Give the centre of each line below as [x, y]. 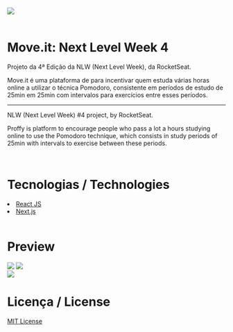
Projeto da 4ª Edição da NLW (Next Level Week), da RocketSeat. [100, 67]
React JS [29, 204]
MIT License [25, 321]
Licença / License [59, 302]
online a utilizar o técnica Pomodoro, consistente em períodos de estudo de [115, 88]
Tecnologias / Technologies [88, 185]
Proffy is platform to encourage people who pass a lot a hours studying [109, 128]
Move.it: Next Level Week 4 [88, 48]
